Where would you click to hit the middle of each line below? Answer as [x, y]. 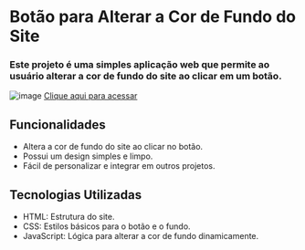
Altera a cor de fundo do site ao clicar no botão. [113, 147]
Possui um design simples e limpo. [88, 156]
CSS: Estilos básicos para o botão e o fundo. [106, 226]
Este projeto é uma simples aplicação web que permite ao [140, 65]
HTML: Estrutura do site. [68, 217]
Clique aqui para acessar [91, 96]
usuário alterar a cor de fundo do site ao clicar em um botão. [146, 77]
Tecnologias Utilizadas [76, 195]
